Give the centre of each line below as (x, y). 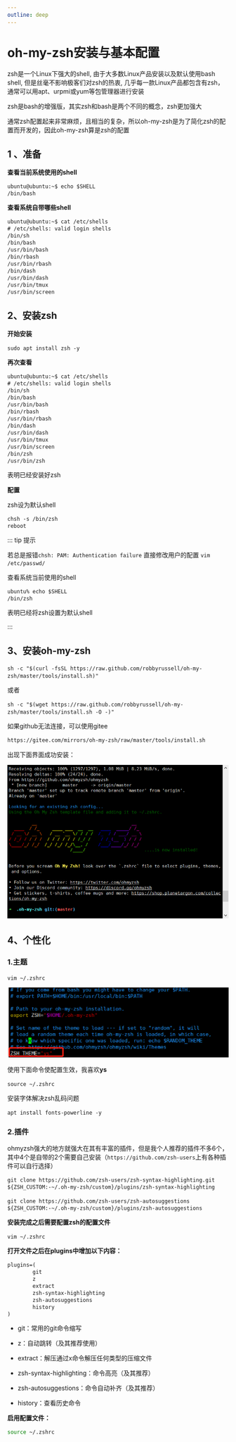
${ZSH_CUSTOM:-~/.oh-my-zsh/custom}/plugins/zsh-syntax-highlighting (111, 1187)
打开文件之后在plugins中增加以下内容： (65, 1251)
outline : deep (28, 15)
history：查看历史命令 (49, 1403)
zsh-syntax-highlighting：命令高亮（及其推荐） (86, 1373)
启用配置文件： (29, 1418)
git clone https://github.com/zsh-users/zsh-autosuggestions (99, 1201)
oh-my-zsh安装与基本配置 (84, 52)
